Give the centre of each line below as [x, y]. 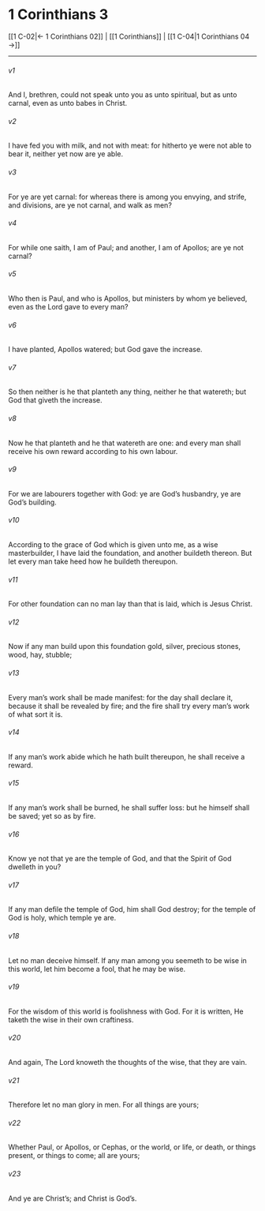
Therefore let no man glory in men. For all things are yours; [104, 1105]
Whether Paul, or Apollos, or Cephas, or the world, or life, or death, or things [132, 1147]
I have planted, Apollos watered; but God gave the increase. [105, 350]
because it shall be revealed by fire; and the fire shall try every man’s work [129, 706]
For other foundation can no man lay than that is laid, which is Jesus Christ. [131, 604]
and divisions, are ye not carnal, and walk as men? [90, 205]
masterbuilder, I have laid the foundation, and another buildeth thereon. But [130, 553]
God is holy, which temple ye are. [62, 918]
